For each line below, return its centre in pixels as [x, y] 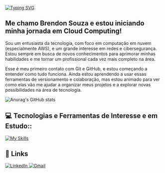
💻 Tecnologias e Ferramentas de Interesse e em [82, 116]
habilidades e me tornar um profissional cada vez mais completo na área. [80, 59]
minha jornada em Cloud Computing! [64, 31]
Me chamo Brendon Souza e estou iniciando [75, 23]
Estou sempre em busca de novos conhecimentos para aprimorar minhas [80, 54]
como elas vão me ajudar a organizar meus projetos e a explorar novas [78, 84]
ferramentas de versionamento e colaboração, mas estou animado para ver [83, 79]
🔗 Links [17, 154]
